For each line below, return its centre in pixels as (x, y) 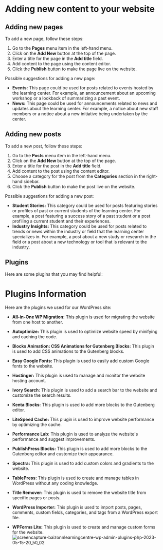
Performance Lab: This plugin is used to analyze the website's (75, 434)
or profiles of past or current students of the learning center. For (76, 210)
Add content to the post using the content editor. (61, 171)
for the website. (28, 532)
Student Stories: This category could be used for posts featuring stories (85, 205)
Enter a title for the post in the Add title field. (57, 166)
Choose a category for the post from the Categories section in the (79, 176)
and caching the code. (35, 336)
